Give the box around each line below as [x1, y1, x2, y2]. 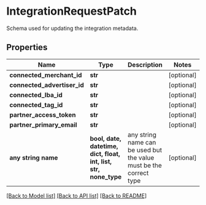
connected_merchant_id [9, 70, 82, 79]
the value [128, 153, 154, 162]
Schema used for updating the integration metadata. [6, 24, 139, 32]
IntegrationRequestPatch [6, 4, 137, 18]
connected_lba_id [9, 91, 63, 99]
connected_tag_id [9, 100, 63, 109]
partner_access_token [9, 110, 76, 119]
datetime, [90, 142, 118, 151]
